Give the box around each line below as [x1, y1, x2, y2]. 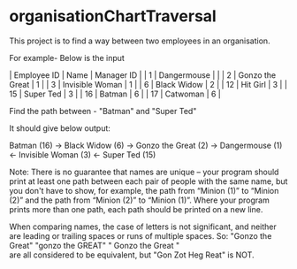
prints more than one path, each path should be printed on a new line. [9, 204, 263, 214]
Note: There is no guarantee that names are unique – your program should [9, 166, 279, 177]
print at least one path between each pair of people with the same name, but [9, 175, 288, 187]
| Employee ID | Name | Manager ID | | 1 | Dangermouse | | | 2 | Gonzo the [9, 69, 277, 81]
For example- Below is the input [9, 52, 126, 63]
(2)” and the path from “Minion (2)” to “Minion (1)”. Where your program [9, 195, 270, 205]
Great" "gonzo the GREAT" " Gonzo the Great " [9, 240, 179, 250]
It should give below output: [9, 122, 110, 134]
